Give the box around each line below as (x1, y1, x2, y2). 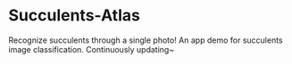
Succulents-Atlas (8, 5, 140, 26)
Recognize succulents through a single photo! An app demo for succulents (8, 35, 283, 45)
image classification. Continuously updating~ (8, 44, 175, 54)
